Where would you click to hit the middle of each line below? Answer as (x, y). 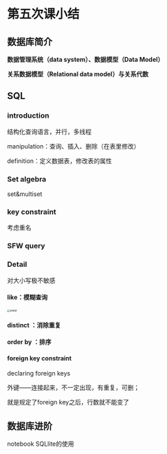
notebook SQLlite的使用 (41, 444)
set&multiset (25, 194)
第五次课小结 (44, 14)
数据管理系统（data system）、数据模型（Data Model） (86, 60)
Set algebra (27, 179)
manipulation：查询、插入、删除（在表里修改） (74, 146)
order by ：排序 (29, 342)
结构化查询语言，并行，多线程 (49, 131)
